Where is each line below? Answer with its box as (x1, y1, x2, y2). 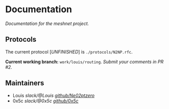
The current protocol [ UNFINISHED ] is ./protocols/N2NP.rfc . (5, 48, 133, 54)
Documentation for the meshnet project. (5, 20, 89, 26)
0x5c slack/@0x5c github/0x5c (12, 98, 79, 104)
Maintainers (5, 79, 45, 88)
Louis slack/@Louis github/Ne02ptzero (12, 92, 95, 98)
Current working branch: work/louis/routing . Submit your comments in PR (5, 59, 164, 65)
